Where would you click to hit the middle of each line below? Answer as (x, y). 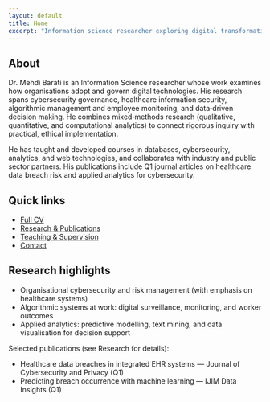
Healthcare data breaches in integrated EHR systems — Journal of (130, 363)
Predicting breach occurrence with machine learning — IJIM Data (128, 381)
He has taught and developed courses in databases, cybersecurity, (119, 150)
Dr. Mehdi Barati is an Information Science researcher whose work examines (135, 83)
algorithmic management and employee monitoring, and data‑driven (121, 109)
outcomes (37, 315)
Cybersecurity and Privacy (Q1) (72, 372)
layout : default (35, 16)
